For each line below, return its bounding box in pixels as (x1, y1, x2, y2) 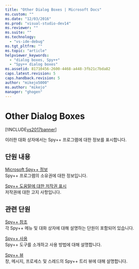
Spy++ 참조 (5, 219, 28, 225)
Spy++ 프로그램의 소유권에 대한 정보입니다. (5, 173, 88, 179)
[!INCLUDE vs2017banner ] (5, 127, 57, 133)
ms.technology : (5, 35, 36, 40)
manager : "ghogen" (5, 89, 43, 94)
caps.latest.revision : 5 (5, 71, 56, 76)
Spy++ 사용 (5, 235, 28, 241)
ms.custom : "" (5, 12, 34, 17)
